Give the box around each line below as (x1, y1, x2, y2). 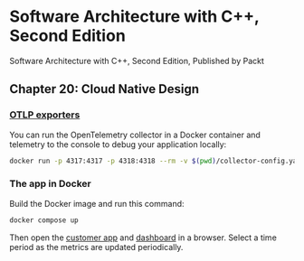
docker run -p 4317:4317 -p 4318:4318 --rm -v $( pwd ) (9, 156, 217, 165)
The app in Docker (9, 178, 92, 191)
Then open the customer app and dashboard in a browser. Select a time (9, 232, 278, 243)
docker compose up (9, 215, 79, 225)
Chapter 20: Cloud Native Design (9, 81, 200, 97)
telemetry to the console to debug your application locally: (9, 138, 227, 150)
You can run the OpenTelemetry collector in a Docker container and (9, 129, 261, 140)
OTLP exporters (9, 108, 81, 121)
